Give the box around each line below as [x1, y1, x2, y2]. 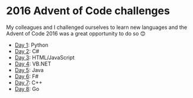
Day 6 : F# [14, 73, 39, 80]
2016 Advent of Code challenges [6, 4, 171, 18]
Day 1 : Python [14, 41, 49, 48]
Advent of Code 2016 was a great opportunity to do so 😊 [6, 30, 146, 37]
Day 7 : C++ [14, 79, 43, 86]
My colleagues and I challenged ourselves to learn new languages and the [6, 24, 188, 31]
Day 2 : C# [14, 47, 40, 54]
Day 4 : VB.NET [14, 60, 52, 67]
